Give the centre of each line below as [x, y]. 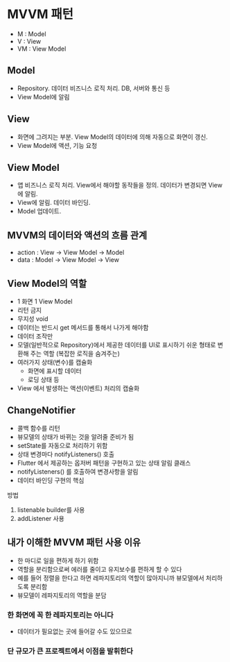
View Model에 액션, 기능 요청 [57, 145]
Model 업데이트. [39, 211]
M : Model [32, 34]
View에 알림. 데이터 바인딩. [54, 203]
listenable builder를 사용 [51, 510]
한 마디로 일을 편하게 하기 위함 [58, 561]
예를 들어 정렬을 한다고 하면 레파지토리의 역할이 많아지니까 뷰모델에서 [110, 578]
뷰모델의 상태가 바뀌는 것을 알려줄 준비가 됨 [76, 437]
